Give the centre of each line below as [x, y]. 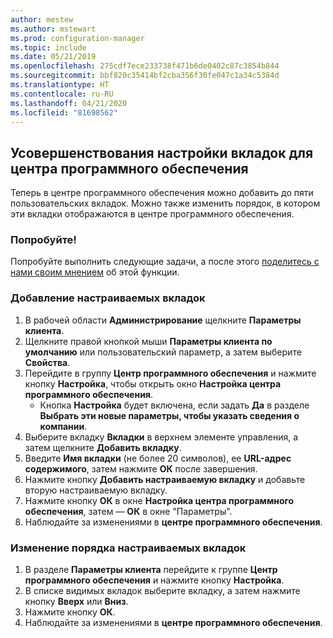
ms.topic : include [48, 47]
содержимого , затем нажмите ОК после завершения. [141, 468]
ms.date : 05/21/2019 [53, 57]
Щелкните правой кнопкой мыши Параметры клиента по [148, 341]
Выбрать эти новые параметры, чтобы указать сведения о [169, 415]
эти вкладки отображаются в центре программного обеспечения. [152, 214]
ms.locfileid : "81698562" [64, 112]
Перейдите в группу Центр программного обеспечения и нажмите [170, 373]
